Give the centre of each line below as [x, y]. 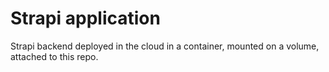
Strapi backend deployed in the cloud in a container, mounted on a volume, [165, 46]
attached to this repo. [54, 56]
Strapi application [85, 18]
